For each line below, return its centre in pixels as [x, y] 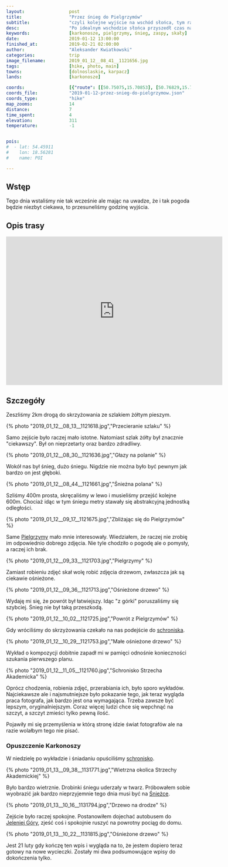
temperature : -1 [40, 126]
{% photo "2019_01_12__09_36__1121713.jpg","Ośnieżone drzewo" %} [88, 590]
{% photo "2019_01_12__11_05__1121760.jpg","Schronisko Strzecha [84, 670]
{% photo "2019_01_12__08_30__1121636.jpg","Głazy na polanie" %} [86, 455]
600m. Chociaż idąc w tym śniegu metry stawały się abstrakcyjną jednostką [98, 502]
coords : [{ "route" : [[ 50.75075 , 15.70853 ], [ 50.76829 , [94, 88]
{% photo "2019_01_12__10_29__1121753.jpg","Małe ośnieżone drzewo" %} [94, 642]
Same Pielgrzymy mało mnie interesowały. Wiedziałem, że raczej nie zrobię [97, 537]
